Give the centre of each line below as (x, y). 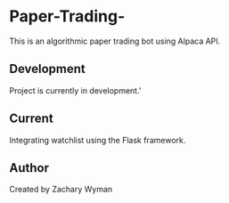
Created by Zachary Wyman (61, 190)
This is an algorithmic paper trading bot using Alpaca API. (115, 41)
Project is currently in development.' (75, 90)
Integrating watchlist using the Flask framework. (98, 140)
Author (29, 168)
